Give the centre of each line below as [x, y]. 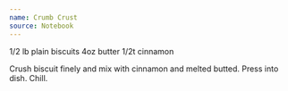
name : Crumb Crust [43, 17]
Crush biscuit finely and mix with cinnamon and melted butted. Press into [144, 69]
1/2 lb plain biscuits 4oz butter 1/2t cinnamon [92, 51]
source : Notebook [42, 26]
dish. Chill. [29, 78]
